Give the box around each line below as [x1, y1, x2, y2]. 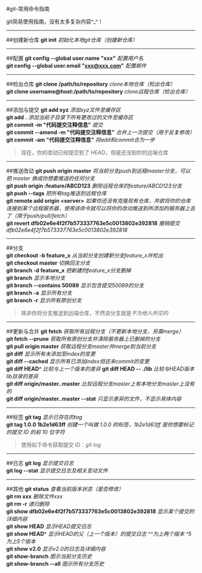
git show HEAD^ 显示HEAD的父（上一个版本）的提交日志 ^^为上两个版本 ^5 [6, 530, 192, 537]
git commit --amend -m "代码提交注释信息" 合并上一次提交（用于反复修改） [6, 129, 195, 136]
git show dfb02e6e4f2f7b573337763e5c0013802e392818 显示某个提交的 [6, 508, 195, 515]
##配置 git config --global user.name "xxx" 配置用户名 [6, 54, 144, 62]
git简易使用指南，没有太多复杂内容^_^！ [6, 18, 104, 25]
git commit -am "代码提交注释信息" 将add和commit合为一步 [6, 137, 155, 143]
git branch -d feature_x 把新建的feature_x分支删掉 [6, 267, 131, 274]
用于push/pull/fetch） [16, 212, 70, 219]
